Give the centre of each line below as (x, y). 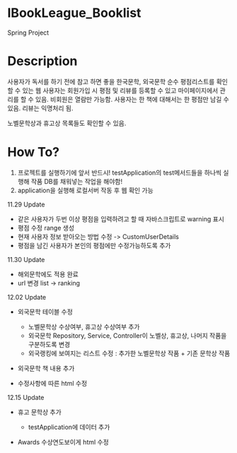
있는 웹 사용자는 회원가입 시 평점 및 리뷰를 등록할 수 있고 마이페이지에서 (120, 90)
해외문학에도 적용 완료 (48, 274)
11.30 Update (26, 259)
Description (42, 61)
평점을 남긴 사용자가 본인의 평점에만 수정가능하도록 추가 (94, 245)
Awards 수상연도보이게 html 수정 (63, 442)
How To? (34, 152)
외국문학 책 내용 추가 (46, 368)
